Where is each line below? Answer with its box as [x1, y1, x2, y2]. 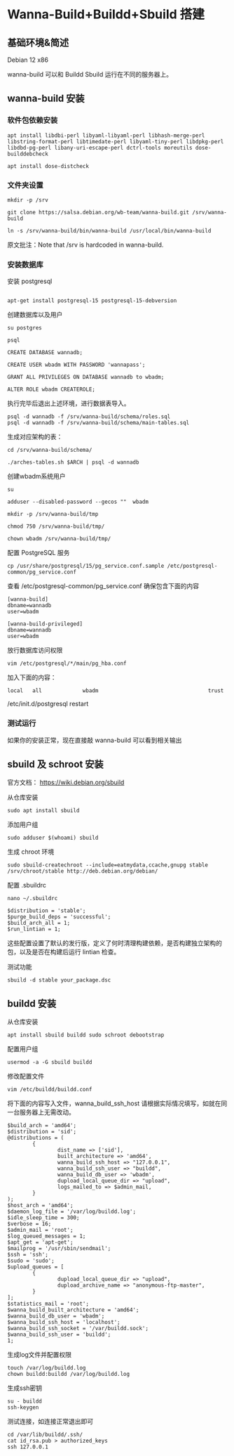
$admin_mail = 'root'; [7, 1227, 74, 1234]
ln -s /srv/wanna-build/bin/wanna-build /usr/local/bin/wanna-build [7, 227, 212, 234]
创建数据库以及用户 [7, 311, 63, 319]
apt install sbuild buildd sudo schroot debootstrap [7, 1032, 165, 1039]
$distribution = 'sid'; [7, 1129, 77, 1136]
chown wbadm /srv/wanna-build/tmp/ [7, 535, 111, 542]
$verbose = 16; [7, 1221, 52, 1228]
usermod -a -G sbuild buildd [7, 1059, 92, 1066]
